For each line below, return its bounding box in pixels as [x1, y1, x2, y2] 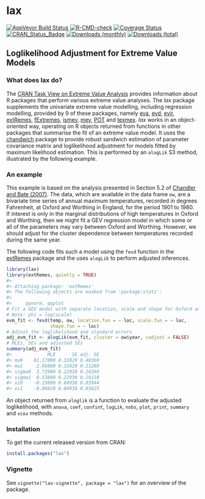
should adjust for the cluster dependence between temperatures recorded [6, 229, 193, 237]
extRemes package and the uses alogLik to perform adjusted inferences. [6, 254, 190, 262]
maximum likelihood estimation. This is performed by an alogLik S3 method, [6, 148, 198, 156]
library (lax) [6, 266, 40, 272]
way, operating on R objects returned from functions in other [28, 122, 181, 130]
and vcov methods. [6, 410, 54, 417]
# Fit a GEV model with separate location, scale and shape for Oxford [6, 306, 192, 312]
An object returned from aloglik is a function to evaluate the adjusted [6, 397, 182, 404]
